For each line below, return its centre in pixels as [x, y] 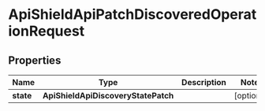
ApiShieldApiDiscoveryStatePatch [108, 96]
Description [204, 82]
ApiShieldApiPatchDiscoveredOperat [132, 15]
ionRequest [47, 31]
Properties [35, 60]
